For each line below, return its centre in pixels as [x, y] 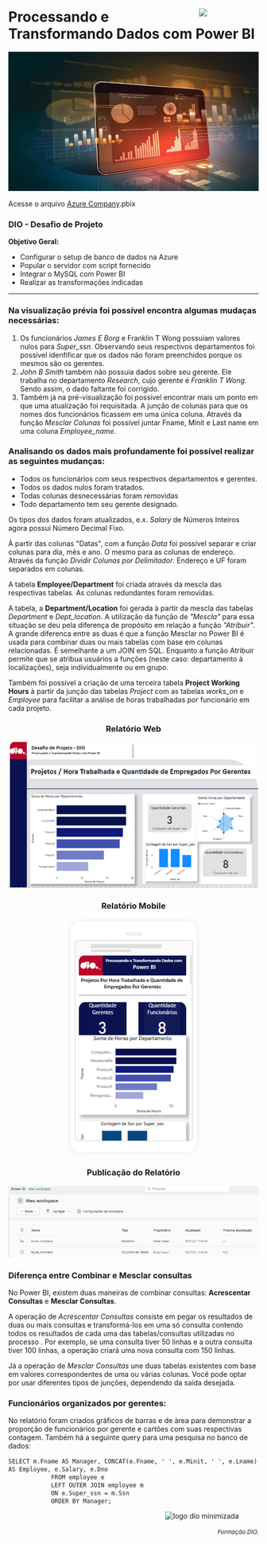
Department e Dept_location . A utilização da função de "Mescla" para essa [132, 616]
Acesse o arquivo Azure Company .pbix [72, 204]
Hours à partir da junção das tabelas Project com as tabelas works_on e [126, 691]
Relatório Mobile [133, 906]
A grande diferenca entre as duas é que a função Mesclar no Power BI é [126, 634]
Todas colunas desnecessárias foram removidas [99, 495]
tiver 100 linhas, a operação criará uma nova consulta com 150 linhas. [122, 1350]
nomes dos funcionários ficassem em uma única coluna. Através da [131, 414]
